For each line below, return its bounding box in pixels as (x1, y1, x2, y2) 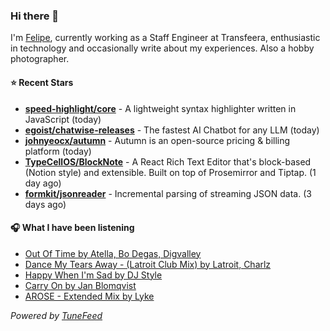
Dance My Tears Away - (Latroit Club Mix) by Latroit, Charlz (24, 258, 272, 270)
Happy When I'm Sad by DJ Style (24, 269, 163, 281)
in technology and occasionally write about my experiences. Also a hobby (10, 42, 315, 54)
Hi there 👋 (10, 9, 60, 23)
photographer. (10, 53, 70, 65)
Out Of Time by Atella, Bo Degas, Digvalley (24, 247, 202, 259)
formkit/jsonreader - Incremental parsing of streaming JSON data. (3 (24, 187, 312, 199)
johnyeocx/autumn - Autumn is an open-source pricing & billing (24, 134, 291, 146)
